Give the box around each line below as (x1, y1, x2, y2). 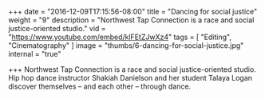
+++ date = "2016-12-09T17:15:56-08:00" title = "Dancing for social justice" (8, 7, 258, 16)
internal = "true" (8, 49, 61, 58)
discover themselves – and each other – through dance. (8, 81, 192, 91)
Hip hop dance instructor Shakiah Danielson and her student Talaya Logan (8, 73, 253, 82)
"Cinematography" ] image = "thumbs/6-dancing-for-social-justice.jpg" (8, 41, 244, 50)
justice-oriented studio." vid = (8, 24, 106, 33)
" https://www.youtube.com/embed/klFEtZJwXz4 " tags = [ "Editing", (8, 32, 231, 42)
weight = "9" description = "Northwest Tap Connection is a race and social (8, 15, 255, 25)
